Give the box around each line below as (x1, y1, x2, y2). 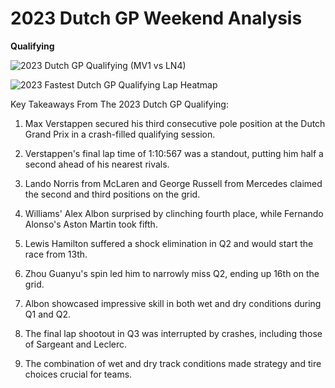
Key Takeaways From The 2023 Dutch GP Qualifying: (10, 98, 229, 110)
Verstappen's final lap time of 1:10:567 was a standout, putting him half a (24, 147, 324, 159)
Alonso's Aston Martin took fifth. (24, 218, 158, 230)
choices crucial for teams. (24, 368, 133, 380)
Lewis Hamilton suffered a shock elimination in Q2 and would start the (24, 237, 314, 249)
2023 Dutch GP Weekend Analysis (10, 7, 303, 30)
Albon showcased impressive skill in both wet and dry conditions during (24, 297, 322, 309)
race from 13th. (24, 248, 88, 260)
